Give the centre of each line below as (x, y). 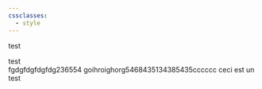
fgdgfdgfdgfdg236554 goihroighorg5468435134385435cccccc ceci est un (131, 69)
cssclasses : (28, 15)
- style (28, 23)
